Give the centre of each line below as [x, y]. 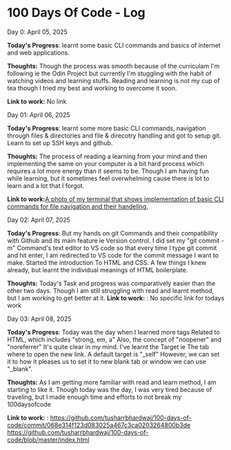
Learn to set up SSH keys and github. [60, 142]
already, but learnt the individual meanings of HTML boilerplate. [98, 270]
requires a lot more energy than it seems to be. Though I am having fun [108, 171]
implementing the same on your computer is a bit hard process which [106, 163]
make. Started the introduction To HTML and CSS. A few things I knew [107, 262]
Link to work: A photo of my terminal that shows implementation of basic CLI [115, 199]
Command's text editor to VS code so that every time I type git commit [117, 247]
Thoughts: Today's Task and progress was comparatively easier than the [111, 283]
